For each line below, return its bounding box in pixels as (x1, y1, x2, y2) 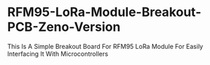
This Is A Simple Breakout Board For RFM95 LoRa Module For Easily (7, 42, 204, 50)
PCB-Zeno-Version (7, 19, 121, 35)
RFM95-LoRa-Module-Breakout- (7, 4, 202, 20)
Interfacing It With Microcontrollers (7, 50, 109, 58)
